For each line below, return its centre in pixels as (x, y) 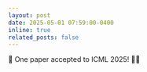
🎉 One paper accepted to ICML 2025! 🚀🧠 (74, 59)
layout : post (29, 15)
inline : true (29, 30)
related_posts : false (44, 37)
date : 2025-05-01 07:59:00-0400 (61, 23)
